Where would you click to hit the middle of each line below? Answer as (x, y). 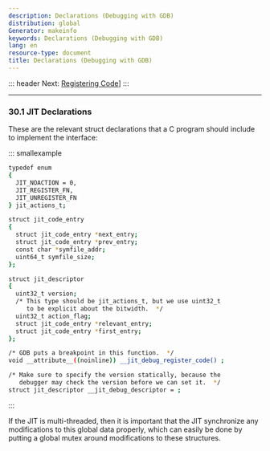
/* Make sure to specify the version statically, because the (115, 375)
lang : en (23, 46)
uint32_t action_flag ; (53, 316)
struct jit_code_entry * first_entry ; (79, 331)
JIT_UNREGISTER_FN (47, 197)
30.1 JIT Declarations (50, 112)
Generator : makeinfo (43, 30)
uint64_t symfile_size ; (55, 257)
